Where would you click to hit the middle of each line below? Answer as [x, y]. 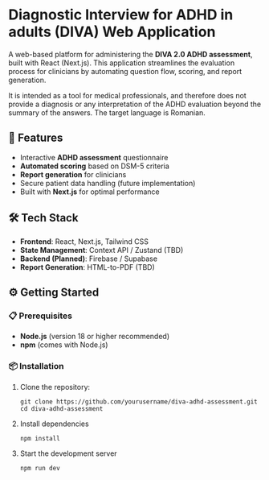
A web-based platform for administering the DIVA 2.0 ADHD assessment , [130, 54]
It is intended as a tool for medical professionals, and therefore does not [127, 95]
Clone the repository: [55, 387]
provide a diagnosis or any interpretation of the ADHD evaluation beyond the [135, 104]
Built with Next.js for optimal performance [90, 192]
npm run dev [40, 468]
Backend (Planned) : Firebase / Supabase [89, 259]
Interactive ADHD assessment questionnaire [94, 157]
